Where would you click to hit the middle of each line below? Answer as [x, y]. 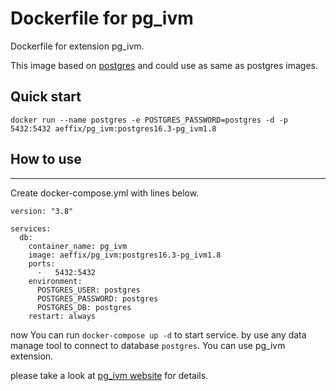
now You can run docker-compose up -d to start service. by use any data [158, 334]
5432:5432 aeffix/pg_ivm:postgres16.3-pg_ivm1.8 [113, 128]
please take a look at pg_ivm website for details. [109, 375]
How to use [46, 159]
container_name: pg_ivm [78, 246]
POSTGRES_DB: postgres [84, 307]
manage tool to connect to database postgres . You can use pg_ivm [148, 345]
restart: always [62, 316]
